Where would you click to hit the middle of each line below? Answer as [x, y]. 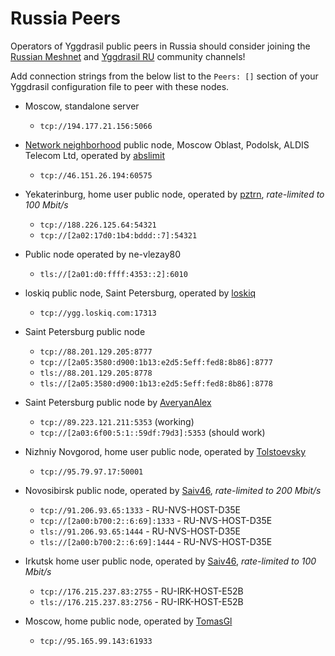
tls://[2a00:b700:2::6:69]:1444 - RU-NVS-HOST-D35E [156, 541]
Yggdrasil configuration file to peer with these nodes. [120, 86]
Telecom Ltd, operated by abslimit [94, 155]
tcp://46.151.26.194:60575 [96, 175]
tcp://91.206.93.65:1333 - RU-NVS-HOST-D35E [140, 509]
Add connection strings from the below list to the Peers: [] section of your [164, 76]
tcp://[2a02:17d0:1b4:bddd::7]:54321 [118, 235]
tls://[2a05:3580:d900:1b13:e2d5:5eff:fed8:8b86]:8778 [156, 383]
